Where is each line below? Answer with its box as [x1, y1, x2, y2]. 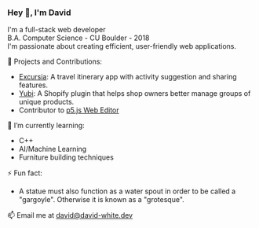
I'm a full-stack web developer [7, 25, 107, 35]
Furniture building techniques [18, 153, 115, 162]
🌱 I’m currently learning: [7, 121, 86, 131]
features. [18, 80, 49, 90]
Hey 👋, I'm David [7, 7, 71, 18]
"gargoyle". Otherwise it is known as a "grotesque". [18, 195, 185, 204]
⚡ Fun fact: [7, 168, 42, 178]
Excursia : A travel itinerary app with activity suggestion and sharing [18, 72, 237, 82]
